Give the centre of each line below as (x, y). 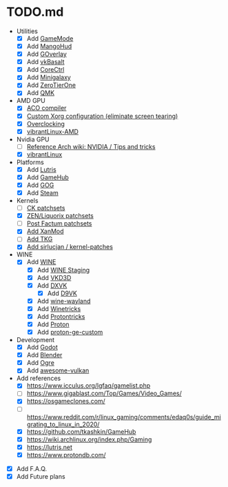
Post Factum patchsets (59, 223)
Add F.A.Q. (32, 468)
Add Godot (42, 347)
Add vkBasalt (45, 62)
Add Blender (44, 355)
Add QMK (41, 93)
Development (35, 340)
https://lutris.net (50, 447)
